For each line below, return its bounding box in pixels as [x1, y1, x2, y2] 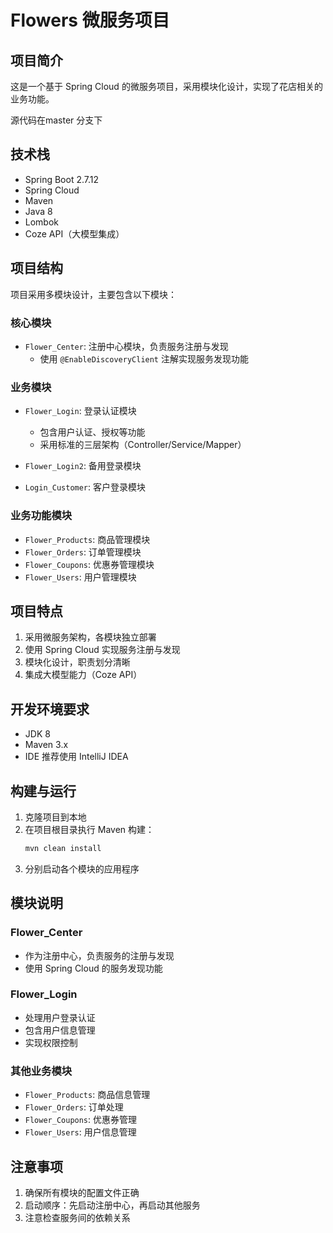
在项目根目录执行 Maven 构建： [24, 823, 155, 835]
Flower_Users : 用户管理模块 [24, 571, 137, 583]
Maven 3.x [24, 739, 69, 751]
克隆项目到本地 [24, 811, 87, 823]
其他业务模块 [10, 1064, 73, 1078]
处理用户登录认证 [24, 1011, 96, 1023]
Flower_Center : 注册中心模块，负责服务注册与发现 [24, 340, 229, 352]
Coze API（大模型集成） [24, 227, 125, 240]
